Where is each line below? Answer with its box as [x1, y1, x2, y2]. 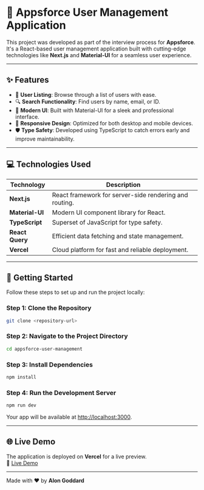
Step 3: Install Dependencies [6, 360, 93, 369]
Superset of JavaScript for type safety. [52, 218, 163, 226]
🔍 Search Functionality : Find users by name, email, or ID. [15, 97, 161, 105]
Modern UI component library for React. [52, 208, 166, 217]
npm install [6, 374, 36, 380]
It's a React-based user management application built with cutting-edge [6, 45, 186, 52]
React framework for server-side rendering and [52, 191, 188, 199]
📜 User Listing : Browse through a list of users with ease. [15, 91, 157, 98]
